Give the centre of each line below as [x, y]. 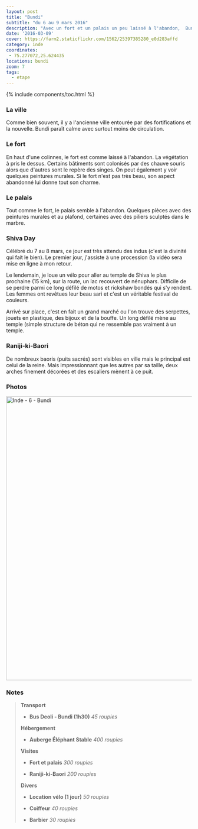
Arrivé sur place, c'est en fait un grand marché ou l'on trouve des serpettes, [98, 312]
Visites [29, 751]
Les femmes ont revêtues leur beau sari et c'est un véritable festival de [92, 294]
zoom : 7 [16, 67]
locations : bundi [27, 61]
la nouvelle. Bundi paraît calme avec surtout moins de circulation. [85, 129]
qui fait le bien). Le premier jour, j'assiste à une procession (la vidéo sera [94, 257]
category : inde [25, 45]
